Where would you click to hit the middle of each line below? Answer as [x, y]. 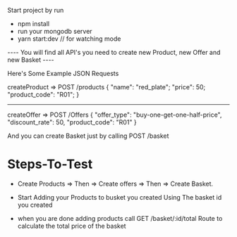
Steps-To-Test [50, 164]
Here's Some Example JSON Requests [63, 73]
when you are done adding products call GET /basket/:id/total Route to [120, 218]
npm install [34, 24]
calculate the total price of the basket [72, 226]
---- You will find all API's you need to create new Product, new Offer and [114, 52]
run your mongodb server [55, 31]
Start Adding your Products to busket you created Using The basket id [120, 197]
